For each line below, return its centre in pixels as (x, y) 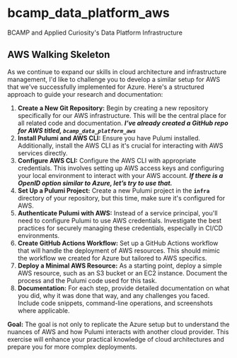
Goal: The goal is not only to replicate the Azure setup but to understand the (118, 324)
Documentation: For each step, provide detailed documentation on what (123, 288)
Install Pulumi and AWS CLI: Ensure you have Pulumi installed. (109, 138)
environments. (39, 235)
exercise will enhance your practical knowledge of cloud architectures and (116, 339)
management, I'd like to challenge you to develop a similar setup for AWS (114, 79)
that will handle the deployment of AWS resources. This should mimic (119, 250)
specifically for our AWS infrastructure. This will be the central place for (122, 115)
